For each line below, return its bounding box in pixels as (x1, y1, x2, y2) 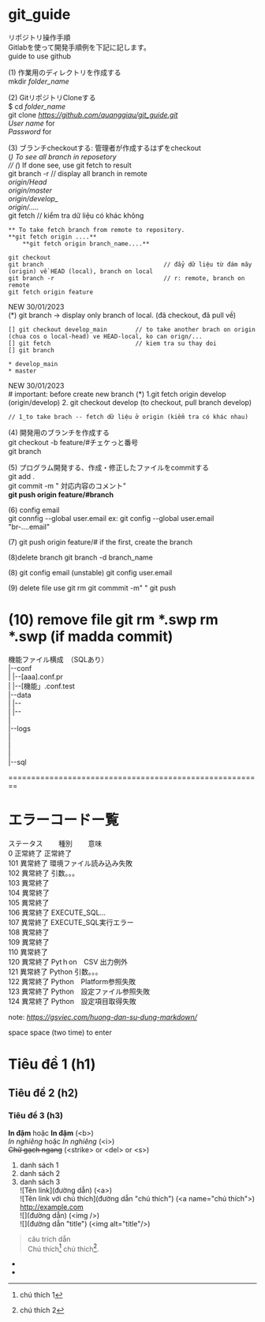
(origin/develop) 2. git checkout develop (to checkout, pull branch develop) (8, 397, 252, 407)
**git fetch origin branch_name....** (22, 239, 150, 248)
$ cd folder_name (8, 101, 66, 111)
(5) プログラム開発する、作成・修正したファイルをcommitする (8, 463, 209, 472)
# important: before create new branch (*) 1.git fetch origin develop (8, 389, 226, 399)
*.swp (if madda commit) (8, 627, 174, 646)
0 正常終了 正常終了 (8, 848, 73, 858)
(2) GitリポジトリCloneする (8, 92, 96, 102)
